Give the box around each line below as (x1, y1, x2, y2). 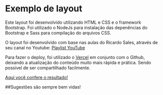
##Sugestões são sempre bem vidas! (5, 84, 81, 90)
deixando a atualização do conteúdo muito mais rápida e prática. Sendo (5, 59, 152, 65)
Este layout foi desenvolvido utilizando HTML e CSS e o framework (5, 19, 142, 25)
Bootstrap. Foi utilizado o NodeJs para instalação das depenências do (5, 24, 148, 30)
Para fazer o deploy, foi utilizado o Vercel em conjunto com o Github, (5, 54, 145, 60)
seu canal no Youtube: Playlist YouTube (5, 45, 85, 50)
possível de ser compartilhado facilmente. (5, 65, 90, 71)
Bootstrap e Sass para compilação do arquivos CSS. (5, 30, 112, 36)
